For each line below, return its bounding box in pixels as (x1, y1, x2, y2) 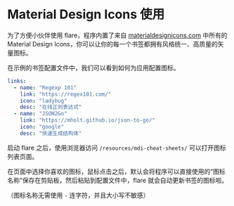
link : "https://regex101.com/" (20, 91, 112, 98)
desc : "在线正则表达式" (20, 103, 82, 111)
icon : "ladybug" (20, 97, 68, 104)
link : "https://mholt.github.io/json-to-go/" (20, 117, 156, 124)
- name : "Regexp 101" (13, 84, 77, 91)
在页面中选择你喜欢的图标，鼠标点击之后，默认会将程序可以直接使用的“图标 (7, 167, 226, 176)
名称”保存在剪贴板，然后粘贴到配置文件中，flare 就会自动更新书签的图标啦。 (7, 176, 228, 184)
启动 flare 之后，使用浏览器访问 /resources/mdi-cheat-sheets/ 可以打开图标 (7, 143, 226, 152)
